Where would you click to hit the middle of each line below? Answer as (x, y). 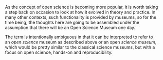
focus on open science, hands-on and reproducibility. (59, 52)
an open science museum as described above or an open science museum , (81, 42)
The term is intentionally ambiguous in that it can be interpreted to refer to (79, 37)
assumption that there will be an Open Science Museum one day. (70, 28)
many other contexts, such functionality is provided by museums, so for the (81, 17)
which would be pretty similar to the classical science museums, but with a (80, 47)
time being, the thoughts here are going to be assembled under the (72, 22)
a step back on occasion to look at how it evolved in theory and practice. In (80, 12)
